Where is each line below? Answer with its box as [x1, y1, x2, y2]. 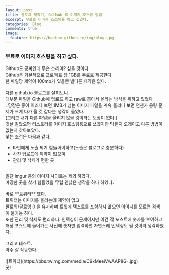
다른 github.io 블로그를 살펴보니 [5, 90, 68, 96]
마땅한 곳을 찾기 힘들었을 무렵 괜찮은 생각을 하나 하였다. [5, 179, 115, 185]
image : [5, 31, 19, 36]
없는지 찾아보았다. [5, 127, 41, 133]
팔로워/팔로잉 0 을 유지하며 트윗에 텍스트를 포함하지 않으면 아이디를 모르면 [5, 203, 151, 210]
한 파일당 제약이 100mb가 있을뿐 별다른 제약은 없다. [5, 78, 107, 84]
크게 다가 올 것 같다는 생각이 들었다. [14, 109, 85, 115]
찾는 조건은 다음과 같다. [5, 134, 51, 140]
